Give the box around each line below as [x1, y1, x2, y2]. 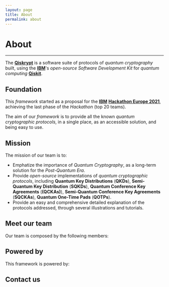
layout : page [5, 7, 33, 13]
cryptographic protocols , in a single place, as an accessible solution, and [5, 119, 157, 125]
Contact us [5, 275, 41, 283]
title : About [5, 12, 33, 17]
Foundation [5, 85, 42, 94]
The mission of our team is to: [5, 152, 67, 158]
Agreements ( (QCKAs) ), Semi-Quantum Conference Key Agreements [12, 188, 161, 194]
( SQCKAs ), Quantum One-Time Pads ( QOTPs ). [12, 194, 112, 200]
